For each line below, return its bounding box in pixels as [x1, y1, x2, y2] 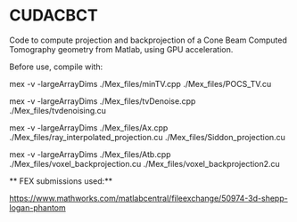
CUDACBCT [9, 5, 98, 26]
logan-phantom [9, 202, 67, 213]
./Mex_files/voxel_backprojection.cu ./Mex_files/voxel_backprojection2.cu [9, 158, 281, 169]
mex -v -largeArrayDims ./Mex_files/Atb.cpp [9, 148, 171, 160]
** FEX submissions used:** [9, 175, 113, 186]
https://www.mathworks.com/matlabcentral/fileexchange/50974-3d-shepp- [9, 193, 288, 203]
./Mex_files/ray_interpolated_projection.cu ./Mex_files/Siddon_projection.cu [9, 131, 285, 142]
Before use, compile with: [9, 61, 103, 72]
